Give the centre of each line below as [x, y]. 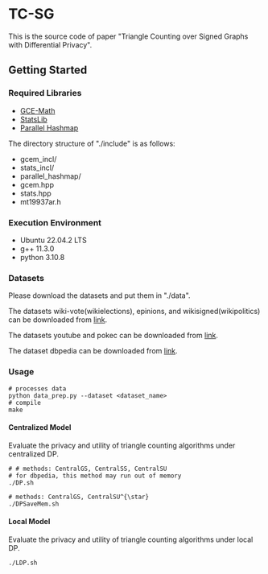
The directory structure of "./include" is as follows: [92, 143]
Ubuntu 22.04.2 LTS [53, 240]
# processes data [37, 388]
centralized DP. [33, 454]
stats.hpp [35, 193]
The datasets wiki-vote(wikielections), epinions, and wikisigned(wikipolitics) [134, 312]
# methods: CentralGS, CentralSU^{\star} [79, 497]
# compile [25, 403]
